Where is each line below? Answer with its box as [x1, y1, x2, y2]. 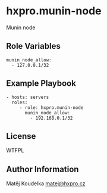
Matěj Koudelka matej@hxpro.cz [6, 180, 86, 187]
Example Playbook [6, 79, 76, 89]
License [6, 131, 36, 141]
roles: [11, 99, 28, 105]
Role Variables [6, 41, 61, 51]
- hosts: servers [6, 94, 49, 100]
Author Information [6, 164, 79, 174]
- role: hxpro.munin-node [19, 104, 84, 111]
